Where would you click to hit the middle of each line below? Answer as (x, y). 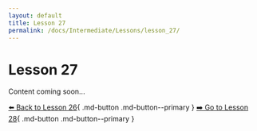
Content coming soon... (47, 91)
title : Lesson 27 (37, 23)
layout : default (35, 15)
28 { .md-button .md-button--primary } (71, 119)
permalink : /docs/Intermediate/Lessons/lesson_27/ (94, 30)
